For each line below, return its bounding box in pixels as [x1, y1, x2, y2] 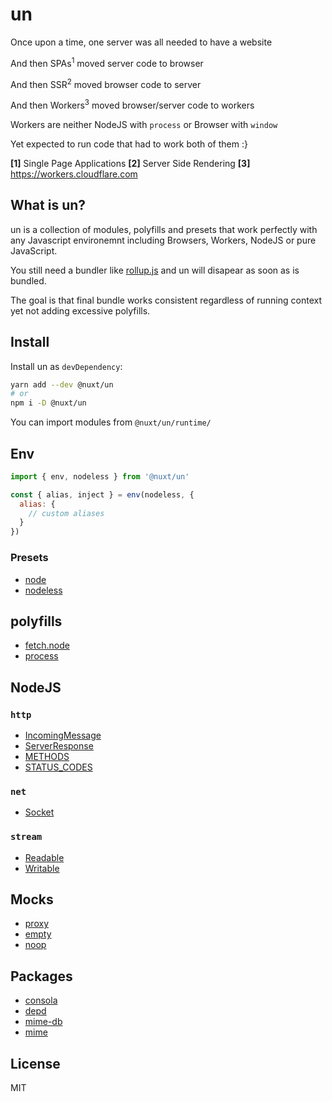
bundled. [10, 274, 47, 287]
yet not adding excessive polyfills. [10, 304, 151, 317]
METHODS [24, 751, 70, 763]
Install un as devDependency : [10, 360, 123, 372]
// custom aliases [28, 508, 105, 518]
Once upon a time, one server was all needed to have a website [10, 36, 273, 48]
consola [24, 994, 58, 1007]
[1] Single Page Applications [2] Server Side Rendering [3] [10, 157, 251, 169]
